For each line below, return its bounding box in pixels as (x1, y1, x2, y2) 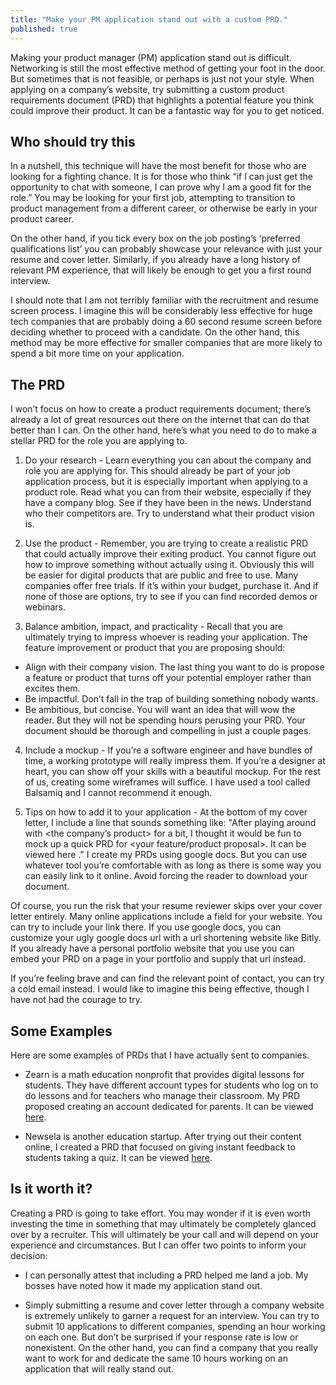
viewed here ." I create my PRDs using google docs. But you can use (24, 849, 308, 861)
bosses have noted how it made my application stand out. (24, 1279, 263, 1291)
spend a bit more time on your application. (10, 347, 185, 360)
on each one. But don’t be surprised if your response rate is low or (24, 1331, 299, 1343)
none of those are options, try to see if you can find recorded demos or (24, 591, 318, 603)
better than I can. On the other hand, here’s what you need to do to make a (10, 424, 317, 436)
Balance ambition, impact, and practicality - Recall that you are (24, 621, 284, 633)
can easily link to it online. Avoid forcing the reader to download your (24, 870, 308, 882)
